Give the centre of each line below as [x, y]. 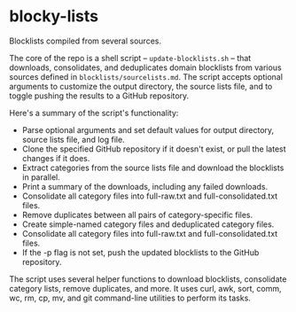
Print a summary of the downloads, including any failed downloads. [145, 186]
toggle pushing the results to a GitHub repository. [99, 96]
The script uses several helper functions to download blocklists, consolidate [148, 279]
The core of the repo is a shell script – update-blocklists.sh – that [130, 58]
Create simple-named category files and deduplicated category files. [148, 224]
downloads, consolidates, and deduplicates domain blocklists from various [145, 67]
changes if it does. [56, 158]
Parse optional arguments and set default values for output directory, [148, 129]
